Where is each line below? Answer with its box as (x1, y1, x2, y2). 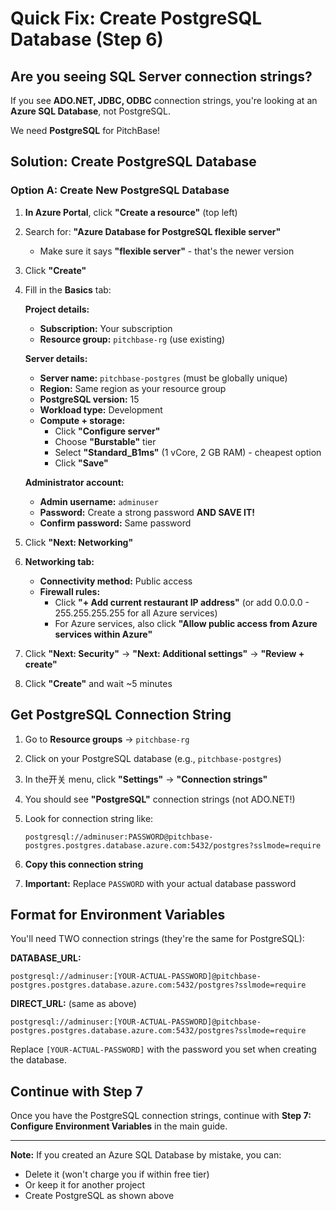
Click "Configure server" (54, 425, 161, 437)
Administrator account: (24, 476, 125, 488)
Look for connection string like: (24, 812, 154, 824)
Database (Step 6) (10, 28, 164, 51)
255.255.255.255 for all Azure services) (54, 607, 218, 619)
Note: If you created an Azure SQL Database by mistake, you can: (10, 1149, 282, 1161)
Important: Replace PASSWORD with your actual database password (24, 877, 297, 889)
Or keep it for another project (24, 1179, 146, 1191)
